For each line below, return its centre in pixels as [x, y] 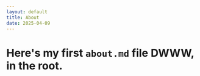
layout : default [27, 12]
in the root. [34, 65]
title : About [23, 17]
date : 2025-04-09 [28, 23]
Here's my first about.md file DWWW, [100, 53]
